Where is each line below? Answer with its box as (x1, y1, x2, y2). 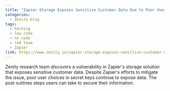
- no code (10, 36, 30, 41)
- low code (10, 31, 33, 36)
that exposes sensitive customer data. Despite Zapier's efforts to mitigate (5, 69, 158, 75)
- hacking (10, 26, 30, 31)
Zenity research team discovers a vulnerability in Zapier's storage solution (5, 64, 160, 70)
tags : (5, 21, 17, 27)
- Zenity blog (10, 17, 39, 22)
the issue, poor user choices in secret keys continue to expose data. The (5, 74, 157, 80)
